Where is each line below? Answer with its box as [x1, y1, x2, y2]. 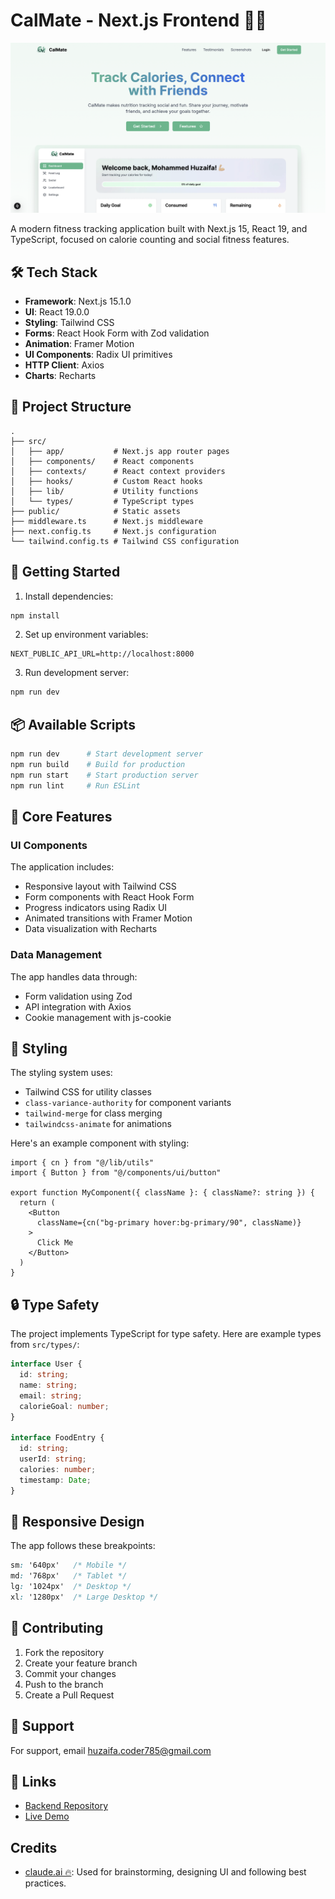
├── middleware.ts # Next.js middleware [10, 516, 203, 526]
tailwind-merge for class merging [24, 1107, 163, 1119]
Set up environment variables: [24, 629, 149, 641]
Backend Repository [24, 1800, 109, 1812]
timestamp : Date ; [19, 1475, 92, 1485]
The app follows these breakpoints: [10, 1540, 156, 1552]
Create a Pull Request [24, 1689, 115, 1701]
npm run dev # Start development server [10, 749, 203, 759]
